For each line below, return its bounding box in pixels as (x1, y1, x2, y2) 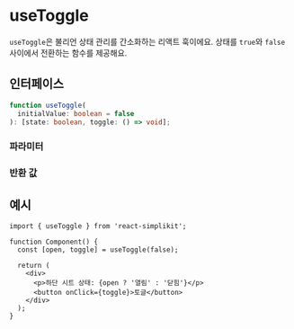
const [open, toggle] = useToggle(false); (17, 245, 179, 254)
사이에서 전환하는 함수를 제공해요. (9, 47, 128, 58)
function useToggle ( (9, 101, 87, 110)
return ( (17, 262, 50, 271)
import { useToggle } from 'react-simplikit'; (9, 222, 187, 231)
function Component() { (9, 237, 99, 247)
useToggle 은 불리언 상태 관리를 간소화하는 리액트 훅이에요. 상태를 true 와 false (9, 36, 286, 47)
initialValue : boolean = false (17, 109, 135, 118)
